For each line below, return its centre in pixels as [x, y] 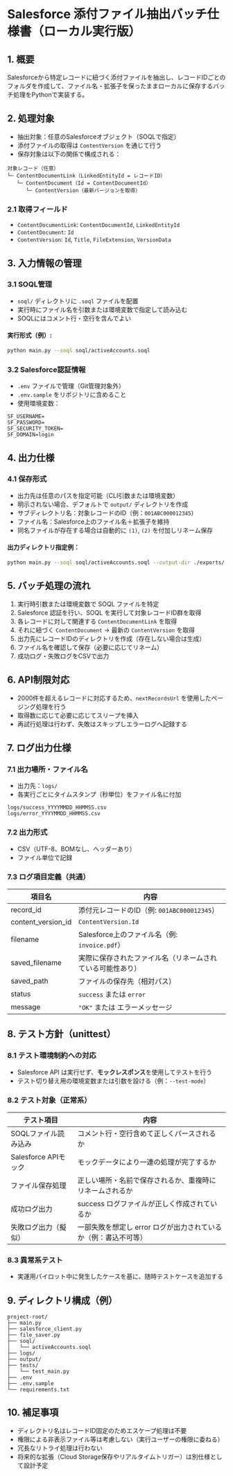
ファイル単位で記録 [45, 857]
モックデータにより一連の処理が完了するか [147, 1162]
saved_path [29, 981]
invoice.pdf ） [102, 945]
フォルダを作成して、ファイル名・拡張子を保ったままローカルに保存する [110, 86]
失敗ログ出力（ [35, 1227]
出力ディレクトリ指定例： [44, 547]
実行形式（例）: [29, 335]
